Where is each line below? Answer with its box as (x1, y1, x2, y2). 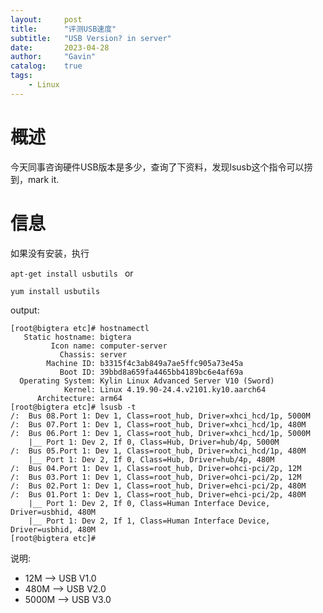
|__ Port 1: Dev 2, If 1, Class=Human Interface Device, (28, 516, 271, 526)
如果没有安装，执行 (10, 247, 90, 259)
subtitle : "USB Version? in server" (10, 33, 172, 43)
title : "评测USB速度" (10, 24, 117, 34)
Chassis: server (59, 349, 128, 360)
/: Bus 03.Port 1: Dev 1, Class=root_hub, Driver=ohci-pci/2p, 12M (10, 472, 302, 482)
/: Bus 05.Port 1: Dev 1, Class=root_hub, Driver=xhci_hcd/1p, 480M (10, 446, 307, 456)
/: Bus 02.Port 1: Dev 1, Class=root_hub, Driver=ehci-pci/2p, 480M (10, 481, 307, 491)
